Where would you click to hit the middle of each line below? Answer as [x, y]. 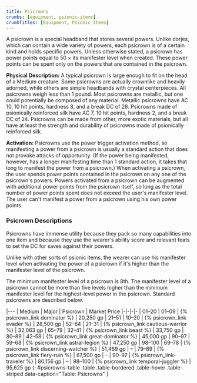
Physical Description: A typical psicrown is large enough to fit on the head [97, 75]
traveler [16, 361]
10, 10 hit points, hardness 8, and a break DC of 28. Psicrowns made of [92, 107]
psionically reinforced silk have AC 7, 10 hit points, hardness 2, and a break [96, 113]
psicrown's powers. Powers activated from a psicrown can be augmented [95, 180]
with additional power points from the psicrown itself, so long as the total [94, 187]
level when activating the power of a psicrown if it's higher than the [88, 263]
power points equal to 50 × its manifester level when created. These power [97, 58]
